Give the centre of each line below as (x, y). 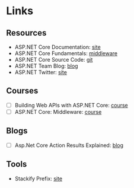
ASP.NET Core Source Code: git (54, 60)
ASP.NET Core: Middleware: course (58, 111)
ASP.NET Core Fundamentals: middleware (66, 53)
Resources (26, 33)
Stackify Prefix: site (39, 179)
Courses (22, 91)
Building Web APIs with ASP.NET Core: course (71, 105)
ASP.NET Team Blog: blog (46, 66)
